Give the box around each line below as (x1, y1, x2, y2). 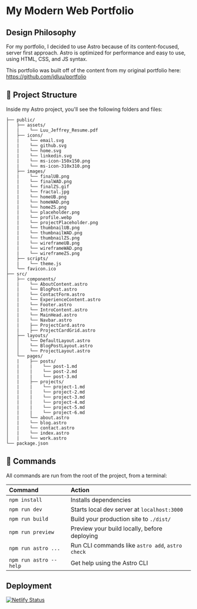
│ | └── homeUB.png (6, 194, 67, 200)
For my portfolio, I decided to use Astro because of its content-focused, (6, 43, 179, 50)
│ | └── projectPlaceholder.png (6, 219, 98, 225)
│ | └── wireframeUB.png (6, 240, 80, 246)
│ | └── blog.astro (6, 419, 67, 426)
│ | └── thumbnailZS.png (6, 235, 80, 241)
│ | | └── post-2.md (6, 368, 77, 374)
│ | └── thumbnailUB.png (6, 225, 80, 231)
